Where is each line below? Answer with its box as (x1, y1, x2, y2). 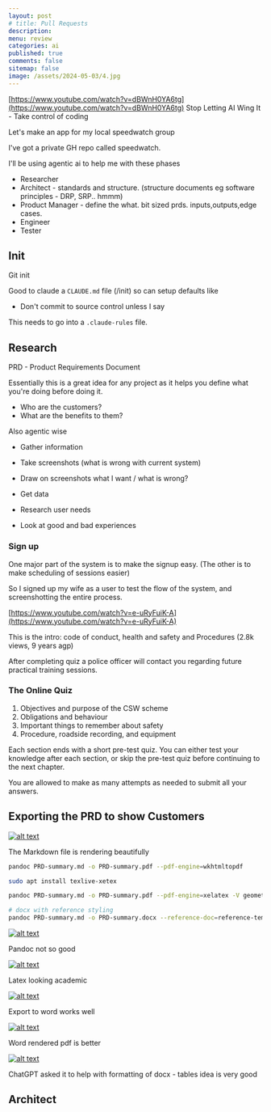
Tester (19, 226, 42, 235)
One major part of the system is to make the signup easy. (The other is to (8, 559, 252, 569)
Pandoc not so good (8, 944, 76, 954)
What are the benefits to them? (19, 411, 123, 421)
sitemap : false (8, 65, 60, 73)
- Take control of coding (8, 111, 89, 121)
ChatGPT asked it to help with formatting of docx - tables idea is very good (8, 1069, 258, 1080)
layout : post (8, 11, 52, 20)
